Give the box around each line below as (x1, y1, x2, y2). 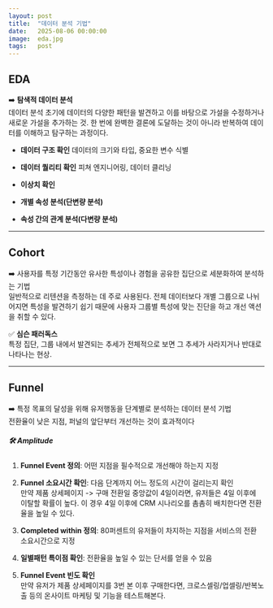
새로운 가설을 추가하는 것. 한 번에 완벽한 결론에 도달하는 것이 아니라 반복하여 (8, 117, 249, 127)
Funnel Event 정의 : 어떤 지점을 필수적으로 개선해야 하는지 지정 (19, 460, 219, 470)
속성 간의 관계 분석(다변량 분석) (19, 214, 119, 224)
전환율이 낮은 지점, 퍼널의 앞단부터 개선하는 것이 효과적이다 (8, 416, 195, 426)
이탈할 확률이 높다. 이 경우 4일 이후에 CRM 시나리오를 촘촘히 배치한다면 (19, 497, 247, 508)
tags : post (8, 42, 53, 50)
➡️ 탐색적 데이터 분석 (8, 94, 73, 104)
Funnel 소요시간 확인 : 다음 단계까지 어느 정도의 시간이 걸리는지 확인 (19, 477, 234, 488)
